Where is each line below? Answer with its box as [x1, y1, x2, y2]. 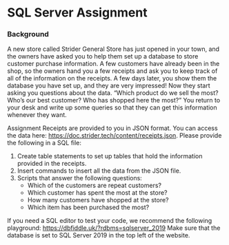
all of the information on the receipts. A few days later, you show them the [7, 74, 217, 83]
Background [7, 30, 50, 39]
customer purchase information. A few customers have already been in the [7, 60, 220, 68]
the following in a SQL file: [7, 139, 81, 147]
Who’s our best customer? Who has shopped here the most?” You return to [7, 96, 221, 105]
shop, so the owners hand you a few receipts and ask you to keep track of [7, 67, 218, 75]
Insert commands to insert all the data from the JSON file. [17, 167, 181, 175]
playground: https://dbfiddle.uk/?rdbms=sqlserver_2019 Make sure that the [7, 224, 221, 232]
